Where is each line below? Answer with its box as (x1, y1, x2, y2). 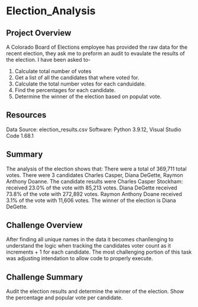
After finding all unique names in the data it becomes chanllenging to (6, 236, 174, 243)
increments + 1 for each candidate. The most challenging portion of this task (6, 248, 192, 256)
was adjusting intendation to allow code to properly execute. (6, 255, 153, 262)
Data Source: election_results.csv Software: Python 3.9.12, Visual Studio (6, 126, 181, 133)
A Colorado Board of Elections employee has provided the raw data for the (6, 43, 188, 50)
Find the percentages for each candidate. (14, 87, 116, 93)
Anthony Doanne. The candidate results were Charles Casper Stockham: (6, 178, 183, 185)
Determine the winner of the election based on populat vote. (14, 93, 162, 100)
